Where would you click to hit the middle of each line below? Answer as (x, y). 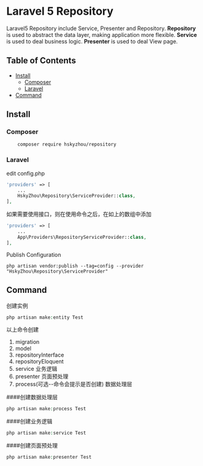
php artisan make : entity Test (45, 317)
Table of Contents (41, 60)
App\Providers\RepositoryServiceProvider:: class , (82, 237)
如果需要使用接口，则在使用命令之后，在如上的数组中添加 (79, 214)
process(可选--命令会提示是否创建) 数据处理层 (74, 384)
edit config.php (25, 173)
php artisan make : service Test (46, 433)
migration (27, 342)
